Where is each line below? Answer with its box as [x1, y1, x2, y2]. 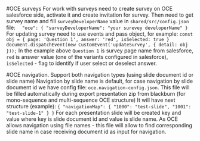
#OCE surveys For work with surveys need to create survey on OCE [6, 5, 173, 12]
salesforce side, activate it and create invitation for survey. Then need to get [6, 11, 194, 18]
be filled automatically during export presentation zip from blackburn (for [6, 90, 186, 97]
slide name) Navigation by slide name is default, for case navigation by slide [6, 77, 193, 84]
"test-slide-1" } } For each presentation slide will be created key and [6, 109, 181, 116]
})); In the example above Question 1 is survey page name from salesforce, [6, 47, 194, 54]
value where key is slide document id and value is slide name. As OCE [6, 115, 178, 123]
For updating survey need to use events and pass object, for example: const [6, 30, 193, 37]
